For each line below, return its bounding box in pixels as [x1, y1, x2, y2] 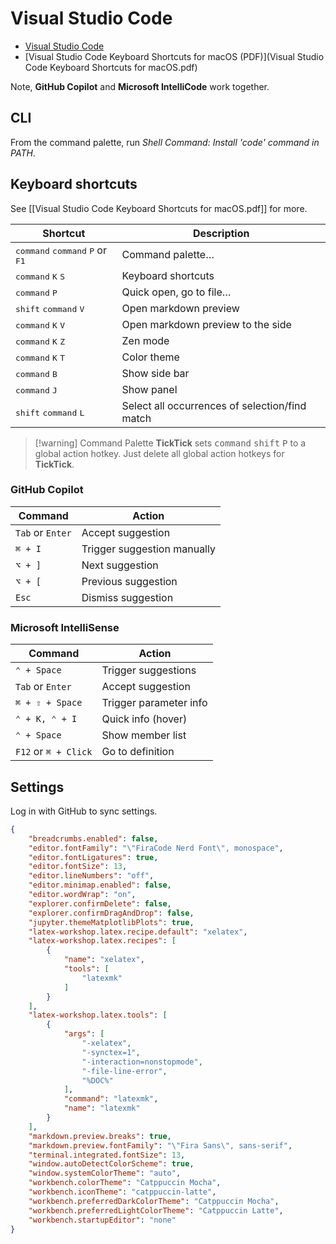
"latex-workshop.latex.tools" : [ [28, 1010, 168, 1021]
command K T [15, 352, 66, 363]
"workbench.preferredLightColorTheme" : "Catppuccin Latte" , [28, 1205, 284, 1216]
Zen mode [121, 333, 170, 347]
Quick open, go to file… [121, 285, 232, 299]
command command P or [15, 243, 107, 257]
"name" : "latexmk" [63, 1103, 141, 1114]
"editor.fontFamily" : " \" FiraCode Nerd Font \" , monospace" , [28, 843, 284, 853]
